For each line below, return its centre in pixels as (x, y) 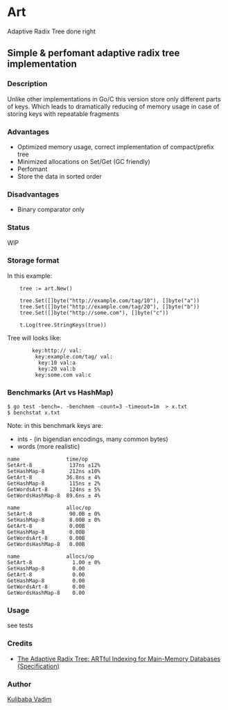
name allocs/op (51, 556)
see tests (20, 625)
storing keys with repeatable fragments (63, 114)
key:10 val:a (57, 363)
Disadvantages (33, 194)
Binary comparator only (51, 210)
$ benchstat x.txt (34, 413)
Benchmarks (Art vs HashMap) (60, 392)
